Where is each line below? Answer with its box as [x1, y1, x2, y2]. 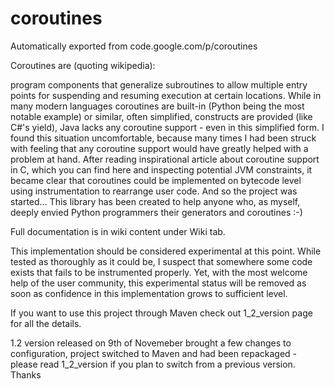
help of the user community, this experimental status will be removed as [10, 277, 307, 289]
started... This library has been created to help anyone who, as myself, [10, 195, 301, 207]
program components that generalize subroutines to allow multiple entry [10, 78, 308, 91]
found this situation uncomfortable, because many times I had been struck [10, 132, 317, 144]
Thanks [10, 368, 42, 381]
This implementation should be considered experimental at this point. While [10, 245, 322, 257]
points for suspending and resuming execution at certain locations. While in [10, 89, 322, 101]
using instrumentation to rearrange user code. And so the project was [10, 185, 298, 197]
